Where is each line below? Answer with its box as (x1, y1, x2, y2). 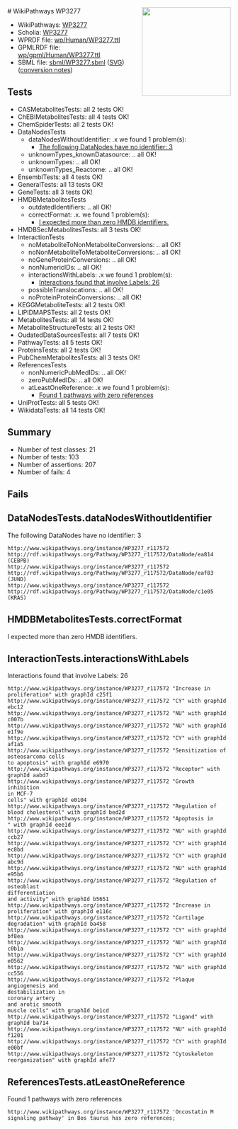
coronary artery (7, 995, 55, 1002)
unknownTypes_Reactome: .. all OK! (28, 165, 133, 173)
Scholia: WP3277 (17, 28, 69, 36)
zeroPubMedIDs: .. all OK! (28, 375, 103, 384)
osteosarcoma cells (7, 753, 65, 760)
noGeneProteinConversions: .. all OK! (28, 255, 137, 264)
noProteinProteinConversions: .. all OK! (28, 293, 142, 302)
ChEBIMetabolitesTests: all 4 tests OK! (17, 113, 130, 121)
